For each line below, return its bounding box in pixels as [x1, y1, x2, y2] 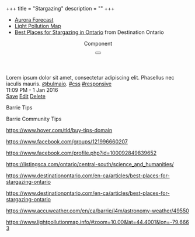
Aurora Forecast [14, 16, 54, 23]
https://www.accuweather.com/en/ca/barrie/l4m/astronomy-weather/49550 [6, 207, 190, 214]
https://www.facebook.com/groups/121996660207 [6, 138, 128, 145]
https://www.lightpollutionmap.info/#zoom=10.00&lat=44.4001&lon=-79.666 [6, 219, 190, 225]
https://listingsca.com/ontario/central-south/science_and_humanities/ [6, 161, 174, 167]
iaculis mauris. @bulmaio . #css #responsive [6, 80, 112, 87]
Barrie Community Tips [6, 115, 62, 122]
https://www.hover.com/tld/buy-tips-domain [6, 127, 113, 133]
